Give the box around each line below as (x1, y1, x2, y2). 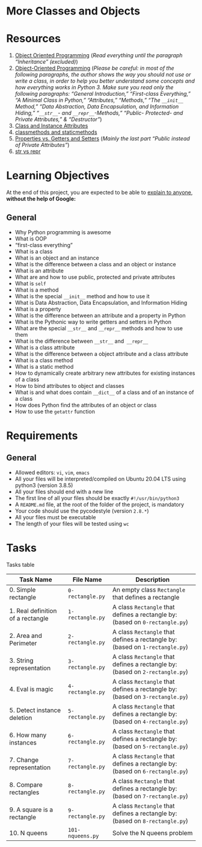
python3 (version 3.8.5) (14, 481, 73, 489)
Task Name (19, 575, 52, 584)
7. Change (9, 755, 39, 764)
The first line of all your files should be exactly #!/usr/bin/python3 (14, 494, 180, 501)
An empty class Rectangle (112, 586, 186, 594)
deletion (9, 713, 32, 722)
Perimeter (9, 639, 37, 647)
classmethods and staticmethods (14, 128, 97, 136)
